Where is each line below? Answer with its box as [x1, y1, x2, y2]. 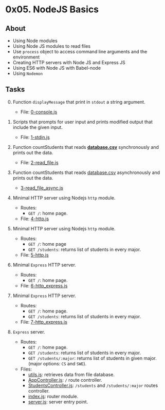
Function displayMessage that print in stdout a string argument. [12, 99, 145, 105]
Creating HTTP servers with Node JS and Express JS [12, 60, 126, 65]
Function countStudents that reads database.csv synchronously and [12, 144, 159, 150]
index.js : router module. [28, 393, 79, 399]
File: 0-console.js [20, 109, 58, 115]
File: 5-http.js [20, 251, 49, 258]
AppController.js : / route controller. [28, 377, 102, 383]
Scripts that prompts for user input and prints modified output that [12, 119, 153, 125]
